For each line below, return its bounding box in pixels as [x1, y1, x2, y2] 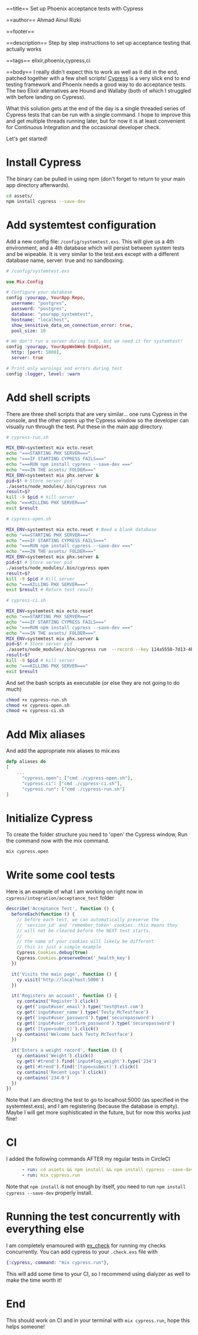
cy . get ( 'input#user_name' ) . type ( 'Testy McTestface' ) [16, 1009, 149, 1015]
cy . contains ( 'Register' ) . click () [16, 998, 99, 1005]
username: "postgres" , [11, 300, 67, 306]
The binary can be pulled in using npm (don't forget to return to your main [6, 175, 186, 182]
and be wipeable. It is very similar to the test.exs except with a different [6, 250, 179, 257]
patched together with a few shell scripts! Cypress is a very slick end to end [6, 75, 190, 81]
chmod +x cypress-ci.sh [6, 708, 65, 714]
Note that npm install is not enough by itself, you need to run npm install [6, 1183, 186, 1190]
